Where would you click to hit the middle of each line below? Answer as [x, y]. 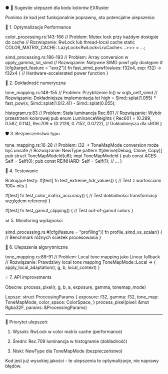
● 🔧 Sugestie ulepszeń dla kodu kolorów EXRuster [57, 8]
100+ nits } [16, 186]
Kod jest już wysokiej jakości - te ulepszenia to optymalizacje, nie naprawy [82, 361]
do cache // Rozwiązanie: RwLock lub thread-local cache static [70, 42]
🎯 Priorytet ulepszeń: [27, 322]
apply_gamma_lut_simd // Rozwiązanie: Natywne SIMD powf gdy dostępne [82, 62]
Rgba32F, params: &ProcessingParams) [46, 307]
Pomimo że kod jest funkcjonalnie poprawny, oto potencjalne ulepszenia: [80, 17]
